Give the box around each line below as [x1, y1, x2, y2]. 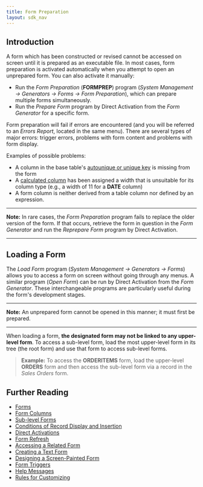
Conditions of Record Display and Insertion [14, 422, 122, 430]
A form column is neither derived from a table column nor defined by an [14, 190, 194, 197]
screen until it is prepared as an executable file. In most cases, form [6, 59, 175, 66]
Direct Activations [14, 428, 60, 436]
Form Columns [14, 409, 52, 417]
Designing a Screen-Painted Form [14, 454, 100, 462]
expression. [14, 196, 44, 203]
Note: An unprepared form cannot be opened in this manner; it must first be [6, 309, 195, 316]
